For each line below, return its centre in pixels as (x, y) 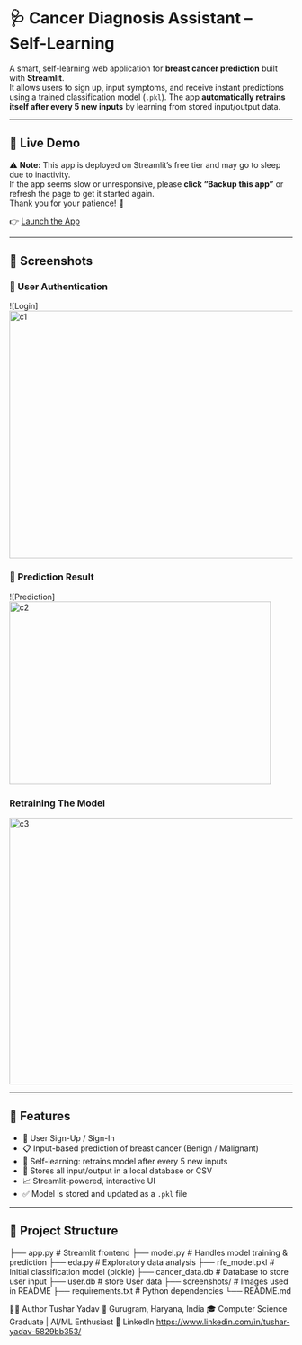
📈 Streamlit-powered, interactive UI (89, 1181)
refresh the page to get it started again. (82, 193)
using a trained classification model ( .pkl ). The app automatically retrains (147, 97)
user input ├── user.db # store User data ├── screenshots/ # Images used (149, 1281)
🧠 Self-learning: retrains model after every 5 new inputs (125, 1161)
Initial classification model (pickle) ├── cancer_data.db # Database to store (149, 1271)
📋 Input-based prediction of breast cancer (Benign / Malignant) (140, 1148)
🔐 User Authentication (58, 287)
